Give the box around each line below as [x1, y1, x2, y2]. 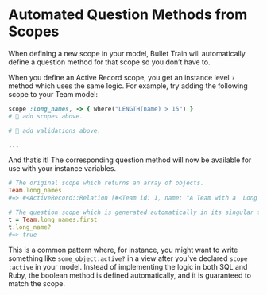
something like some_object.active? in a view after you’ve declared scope [8, 253, 248, 263]
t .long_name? [8, 223, 52, 231]
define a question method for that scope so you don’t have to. [8, 57, 211, 67]
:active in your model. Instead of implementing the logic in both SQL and [8, 262, 248, 271]
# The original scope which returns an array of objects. [8, 179, 204, 188]
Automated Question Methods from [8, 6, 248, 24]
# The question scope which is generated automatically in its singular [8, 208, 254, 216]
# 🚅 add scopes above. [8, 112, 83, 120]
